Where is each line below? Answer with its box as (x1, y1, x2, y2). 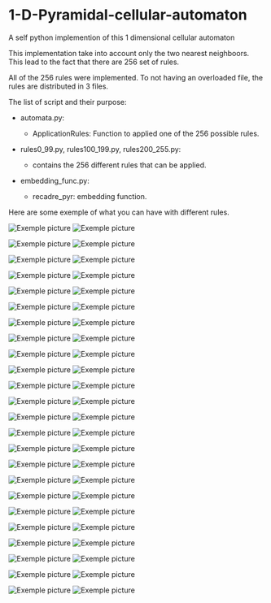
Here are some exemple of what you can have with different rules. (8, 207, 229, 217)
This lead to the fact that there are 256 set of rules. (8, 57, 180, 67)
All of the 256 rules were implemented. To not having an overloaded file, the (8, 72, 263, 82)
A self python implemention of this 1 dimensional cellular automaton (8, 33, 235, 42)
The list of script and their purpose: (8, 97, 128, 106)
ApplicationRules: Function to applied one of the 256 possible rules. (32, 128, 260, 138)
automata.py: (20, 112, 65, 123)
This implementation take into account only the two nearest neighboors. (8, 48, 250, 58)
